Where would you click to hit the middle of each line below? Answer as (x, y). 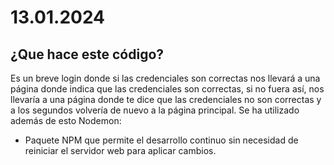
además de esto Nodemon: (66, 120)
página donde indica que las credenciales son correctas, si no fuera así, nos (167, 89)
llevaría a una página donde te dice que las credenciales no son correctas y (166, 99)
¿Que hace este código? (87, 54)
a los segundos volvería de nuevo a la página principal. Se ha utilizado (155, 110)
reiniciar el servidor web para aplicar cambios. (120, 150)
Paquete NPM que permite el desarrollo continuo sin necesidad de (161, 140)
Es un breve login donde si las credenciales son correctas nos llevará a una (165, 78)
